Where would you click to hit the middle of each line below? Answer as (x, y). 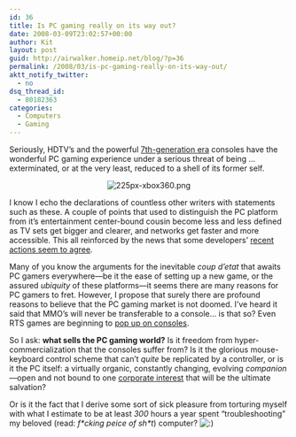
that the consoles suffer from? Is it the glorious (164, 349)
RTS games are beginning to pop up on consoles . (99, 323)
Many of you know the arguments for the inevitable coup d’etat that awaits (145, 267)
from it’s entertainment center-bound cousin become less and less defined (145, 221)
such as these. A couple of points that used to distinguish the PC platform (144, 212)
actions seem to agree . (51, 249)
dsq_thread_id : (37, 91)
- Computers (39, 116)
